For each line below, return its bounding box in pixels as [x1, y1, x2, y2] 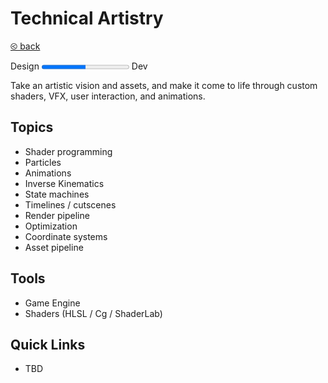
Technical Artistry [10, 7, 164, 30]
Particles [24, 156, 62, 168]
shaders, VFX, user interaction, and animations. [10, 90, 206, 102]
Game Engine [24, 297, 81, 309]
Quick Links [10, 336, 86, 353]
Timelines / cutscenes [24, 198, 117, 211]
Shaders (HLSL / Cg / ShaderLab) [24, 307, 163, 319]
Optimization [24, 220, 78, 232]
